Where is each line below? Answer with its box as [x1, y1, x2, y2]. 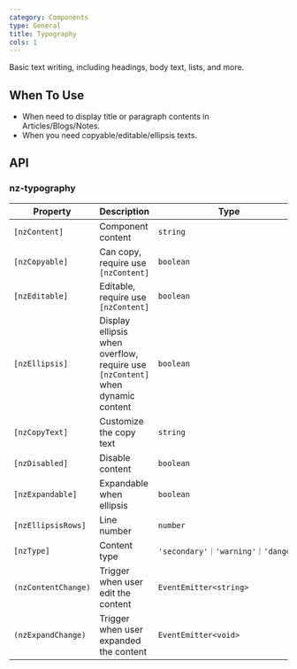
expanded [99, 634, 141, 647]
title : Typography [9, 29, 77, 38]
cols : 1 [9, 37, 38, 47]
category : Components [9, 12, 89, 22]
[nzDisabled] [13, 458, 69, 468]
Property [33, 205, 72, 217]
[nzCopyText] [13, 427, 69, 437]
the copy [99, 426, 136, 439]
